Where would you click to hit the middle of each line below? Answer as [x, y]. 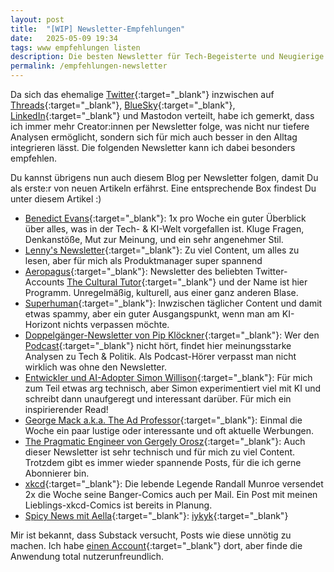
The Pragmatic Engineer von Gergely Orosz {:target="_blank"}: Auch [165, 441]
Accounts [44, 282]
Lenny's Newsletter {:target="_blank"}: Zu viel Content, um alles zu [162, 250]
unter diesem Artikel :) [56, 199]
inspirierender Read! [66, 409]
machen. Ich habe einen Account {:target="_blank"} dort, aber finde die [156, 545]
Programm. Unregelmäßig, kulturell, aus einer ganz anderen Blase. [161, 292]
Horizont [43, 324]
